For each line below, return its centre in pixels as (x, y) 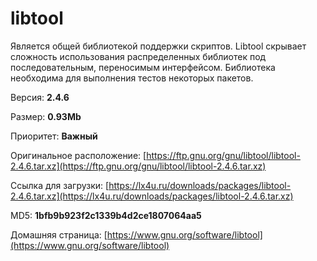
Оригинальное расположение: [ (78, 155)
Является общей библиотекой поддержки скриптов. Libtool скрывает (158, 46)
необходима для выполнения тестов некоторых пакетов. (132, 78)
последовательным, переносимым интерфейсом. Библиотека (143, 67)
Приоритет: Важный (54, 136)
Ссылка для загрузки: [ (60, 185)
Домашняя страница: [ (59, 234)
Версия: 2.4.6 (40, 97)
